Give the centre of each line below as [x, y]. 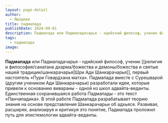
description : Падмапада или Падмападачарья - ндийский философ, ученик [81, 33]
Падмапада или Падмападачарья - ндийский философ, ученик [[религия [84, 61]
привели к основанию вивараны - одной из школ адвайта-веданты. [77, 88]
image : [12, 47]
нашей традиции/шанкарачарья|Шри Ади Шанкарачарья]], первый [77, 72]
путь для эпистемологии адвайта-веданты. [51, 115]
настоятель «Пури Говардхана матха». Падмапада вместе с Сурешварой [84, 77]
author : [13, 15]
